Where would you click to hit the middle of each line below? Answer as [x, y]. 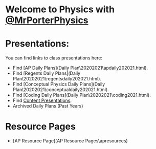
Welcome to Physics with [60, 9]
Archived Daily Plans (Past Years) [48, 106]
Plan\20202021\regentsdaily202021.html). [57, 79]
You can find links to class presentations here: [54, 58]
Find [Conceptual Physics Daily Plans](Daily [59, 84]
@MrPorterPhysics [47, 20]
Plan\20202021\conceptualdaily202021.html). [61, 90]
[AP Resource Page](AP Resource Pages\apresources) [70, 141]
